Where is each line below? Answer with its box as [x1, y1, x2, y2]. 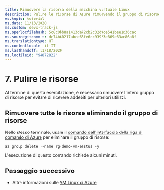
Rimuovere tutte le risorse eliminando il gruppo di [5, 109, 158, 117]
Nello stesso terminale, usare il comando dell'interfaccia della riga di [5, 130, 143, 135]
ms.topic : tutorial [5, 16, 45, 21]
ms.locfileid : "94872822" [5, 52, 58, 57]
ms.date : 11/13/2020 [5, 20, 47, 26]
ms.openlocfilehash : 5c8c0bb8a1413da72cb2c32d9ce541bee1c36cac [5, 30, 137, 35]
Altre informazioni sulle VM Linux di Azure [12, 179, 97, 185]
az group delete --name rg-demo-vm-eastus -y [5, 144, 99, 149]
